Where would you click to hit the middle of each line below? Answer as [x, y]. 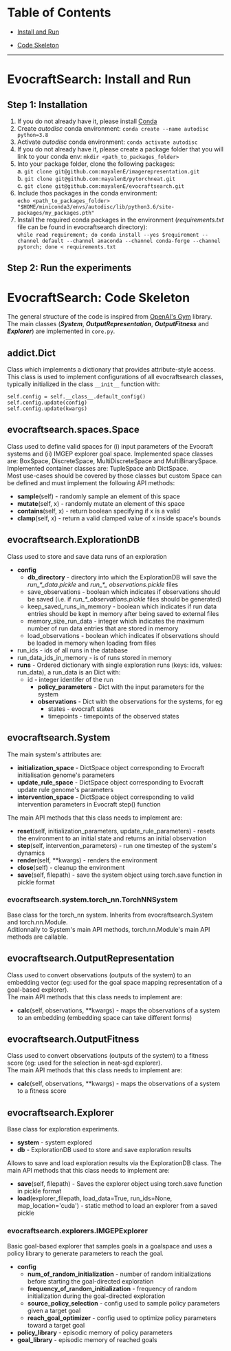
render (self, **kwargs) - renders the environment [87, 860]
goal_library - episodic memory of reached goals [87, 1339]
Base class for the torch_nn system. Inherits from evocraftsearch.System [110, 915]
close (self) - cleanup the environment [71, 867]
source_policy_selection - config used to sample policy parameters [124, 1303]
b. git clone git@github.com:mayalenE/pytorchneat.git [96, 178]
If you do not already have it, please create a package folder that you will [120, 149]
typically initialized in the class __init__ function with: [84, 384]
